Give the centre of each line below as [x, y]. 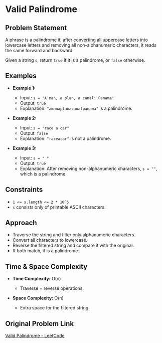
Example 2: [24, 118]
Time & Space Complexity [46, 267]
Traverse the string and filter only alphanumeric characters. [74, 235]
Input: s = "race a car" [44, 128]
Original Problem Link [40, 324]
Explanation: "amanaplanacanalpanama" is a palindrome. [76, 108]
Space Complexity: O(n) [38, 298]
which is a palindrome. [43, 174]
